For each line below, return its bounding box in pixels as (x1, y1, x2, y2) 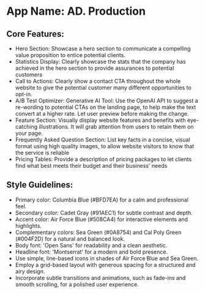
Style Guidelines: (6, 179, 73, 190)
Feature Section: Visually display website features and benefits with (15, 116, 186, 124)
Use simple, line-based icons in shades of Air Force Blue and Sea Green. (15, 254, 199, 262)
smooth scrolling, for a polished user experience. (15, 281, 139, 288)
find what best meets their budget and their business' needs (15, 162, 168, 169)
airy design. (15, 268, 45, 275)
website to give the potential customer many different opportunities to (15, 84, 192, 91)
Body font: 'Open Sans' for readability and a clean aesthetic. (15, 241, 168, 249)
